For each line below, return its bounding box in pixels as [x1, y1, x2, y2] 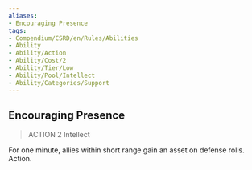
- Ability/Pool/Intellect [8, 71, 95, 79]
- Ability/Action [8, 49, 67, 57]
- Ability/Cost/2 [8, 57, 67, 65]
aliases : [8, 11, 38, 20]
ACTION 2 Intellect [27, 130, 90, 140]
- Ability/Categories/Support [8, 79, 110, 87]
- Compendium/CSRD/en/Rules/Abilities [8, 34, 138, 42]
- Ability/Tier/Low [8, 64, 74, 72]
